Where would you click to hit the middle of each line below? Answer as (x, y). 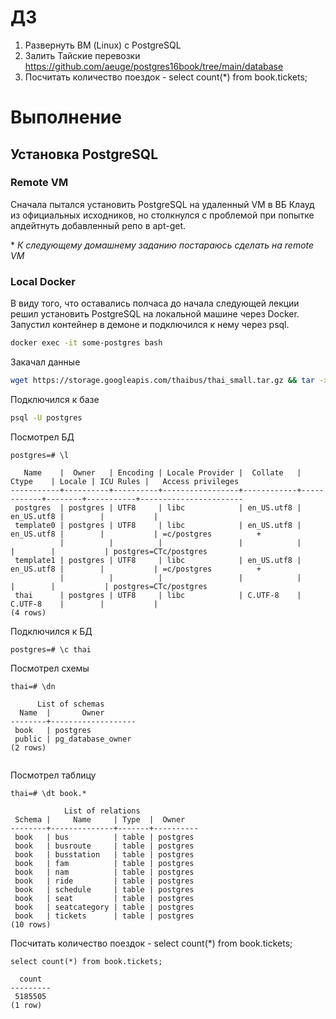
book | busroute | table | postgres (104, 846)
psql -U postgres (46, 417)
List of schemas (70, 704)
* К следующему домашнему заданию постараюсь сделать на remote (162, 245)
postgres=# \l (40, 455)
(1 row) (26, 1005)
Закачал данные (45, 362)
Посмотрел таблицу (53, 775)
